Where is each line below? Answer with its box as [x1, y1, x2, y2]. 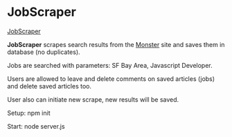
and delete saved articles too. [7, 82, 92, 90]
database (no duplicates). [7, 48, 81, 56]
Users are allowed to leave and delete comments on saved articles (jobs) [7, 74, 215, 83]
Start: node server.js [7, 122, 65, 130]
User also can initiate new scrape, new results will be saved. [7, 95, 179, 104]
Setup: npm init [7, 109, 51, 117]
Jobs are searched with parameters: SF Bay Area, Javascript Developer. [7, 61, 213, 69]
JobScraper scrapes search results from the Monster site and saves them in [7, 40, 225, 48]
